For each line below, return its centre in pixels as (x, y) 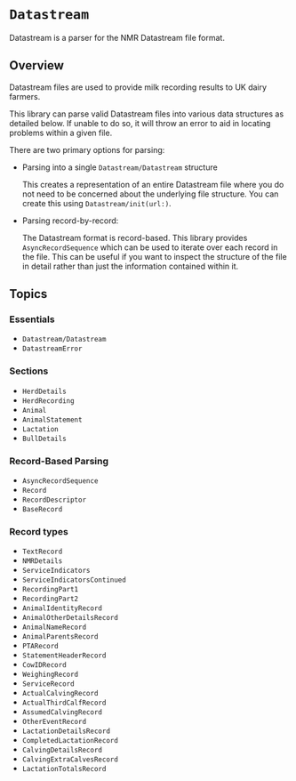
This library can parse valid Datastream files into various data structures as (147, 114)
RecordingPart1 (50, 590)
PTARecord (40, 647)
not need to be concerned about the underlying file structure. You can (150, 194)
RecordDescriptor (54, 500)
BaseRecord (42, 510)
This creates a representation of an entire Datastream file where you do (153, 184)
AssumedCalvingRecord (62, 713)
